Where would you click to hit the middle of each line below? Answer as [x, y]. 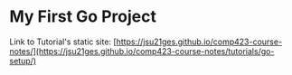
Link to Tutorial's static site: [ [63, 42]
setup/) [23, 61]
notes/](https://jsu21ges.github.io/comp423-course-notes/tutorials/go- [142, 51]
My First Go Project [83, 17]
